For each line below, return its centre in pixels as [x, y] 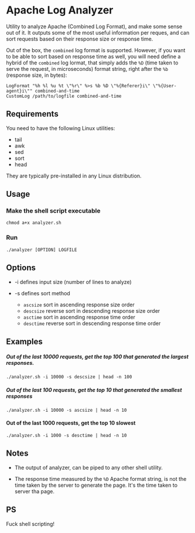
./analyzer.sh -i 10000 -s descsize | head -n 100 [69, 377]
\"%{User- [165, 86]
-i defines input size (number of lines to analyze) [73, 282]
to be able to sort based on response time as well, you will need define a [93, 56]
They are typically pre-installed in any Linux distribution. [74, 176]
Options [21, 268]
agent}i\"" [19, 91]
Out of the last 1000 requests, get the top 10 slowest [71, 423]
